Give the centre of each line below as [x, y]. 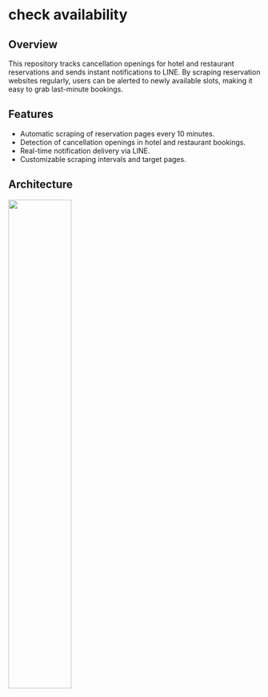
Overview [33, 45]
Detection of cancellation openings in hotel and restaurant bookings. [133, 142]
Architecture [41, 185]
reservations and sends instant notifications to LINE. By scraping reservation [134, 72]
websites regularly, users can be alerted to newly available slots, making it [131, 81]
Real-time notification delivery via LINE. [85, 151]
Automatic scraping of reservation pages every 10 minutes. [117, 133]
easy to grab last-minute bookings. [66, 89]
